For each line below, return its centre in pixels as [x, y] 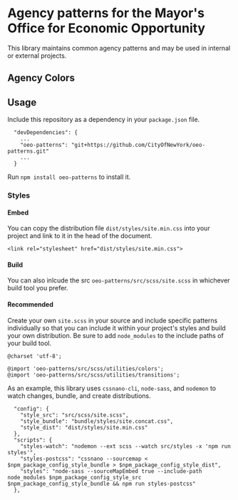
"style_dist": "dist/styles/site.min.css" [84, 427]
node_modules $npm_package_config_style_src [74, 477]
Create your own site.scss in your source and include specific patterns [113, 320]
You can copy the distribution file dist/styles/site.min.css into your [109, 228]
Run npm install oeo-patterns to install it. [69, 177]
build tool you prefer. [38, 288]
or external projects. [37, 56]
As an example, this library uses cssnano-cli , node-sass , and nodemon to [112, 388]
